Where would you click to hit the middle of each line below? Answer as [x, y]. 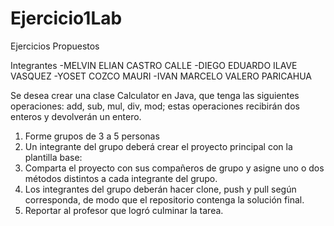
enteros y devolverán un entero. [76, 116]
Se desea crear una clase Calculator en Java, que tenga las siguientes [155, 95]
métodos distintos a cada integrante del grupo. [121, 178]
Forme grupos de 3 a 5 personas [92, 136]
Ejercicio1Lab [66, 18]
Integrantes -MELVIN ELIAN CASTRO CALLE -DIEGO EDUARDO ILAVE [154, 65]
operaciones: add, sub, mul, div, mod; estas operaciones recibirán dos [155, 106]
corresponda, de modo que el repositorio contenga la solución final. [164, 199]
